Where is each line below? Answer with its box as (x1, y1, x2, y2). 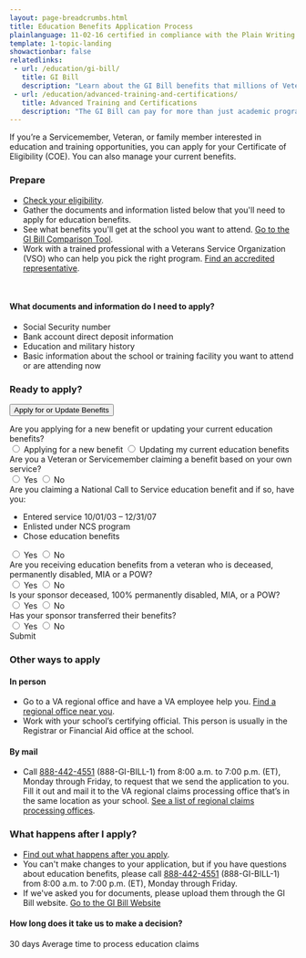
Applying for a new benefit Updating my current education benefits (23, 444, 290, 455)
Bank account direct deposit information (22, 330, 174, 342)
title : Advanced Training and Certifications (21, 98, 198, 108)
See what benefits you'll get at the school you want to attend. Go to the (22, 224, 290, 234)
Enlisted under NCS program (22, 521, 130, 532)
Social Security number (22, 321, 111, 332)
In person (9, 676, 46, 687)
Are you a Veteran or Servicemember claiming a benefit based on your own (9, 453, 292, 465)
